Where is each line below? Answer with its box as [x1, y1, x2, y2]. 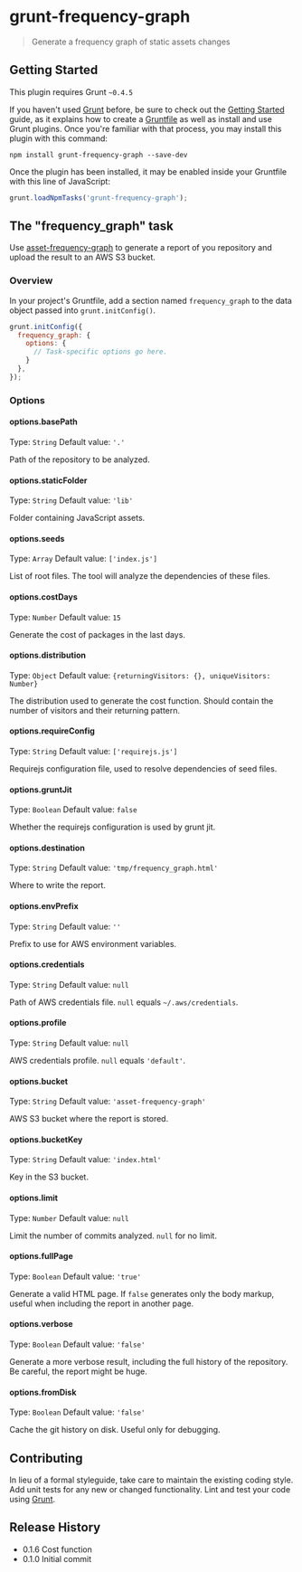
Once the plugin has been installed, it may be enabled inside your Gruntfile [9, 166, 288, 177]
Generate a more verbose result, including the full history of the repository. [9, 1357, 288, 1368]
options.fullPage [9, 1251, 74, 1262]
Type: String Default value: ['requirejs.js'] [9, 746, 178, 756]
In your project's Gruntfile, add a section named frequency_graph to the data [9, 295, 292, 306]
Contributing [9, 1450, 83, 1466]
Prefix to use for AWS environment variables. [9, 938, 177, 949]
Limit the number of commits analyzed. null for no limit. [9, 1230, 217, 1241]
